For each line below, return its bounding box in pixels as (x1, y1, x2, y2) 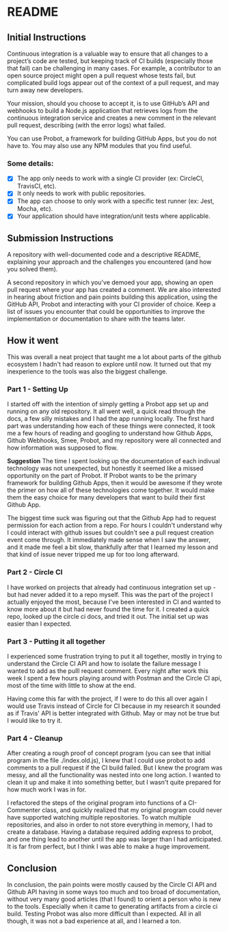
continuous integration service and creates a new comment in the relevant (7, 114, 217, 122)
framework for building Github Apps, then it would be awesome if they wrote (7, 479, 223, 487)
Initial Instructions (7, 32, 87, 43)
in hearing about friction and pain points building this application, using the (7, 293, 218, 302)
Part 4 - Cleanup (7, 733, 63, 743)
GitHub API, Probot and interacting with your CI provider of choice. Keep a (7, 300, 216, 308)
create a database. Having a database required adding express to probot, (7, 828, 214, 836)
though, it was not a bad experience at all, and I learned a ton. (7, 917, 181, 925)
